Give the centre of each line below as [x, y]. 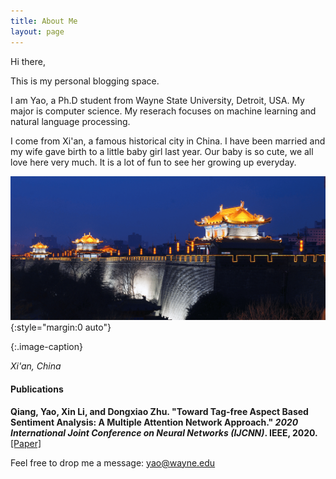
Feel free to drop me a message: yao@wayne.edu [113, 462]
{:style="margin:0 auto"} [61, 327]
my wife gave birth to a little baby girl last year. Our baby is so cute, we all [162, 151]
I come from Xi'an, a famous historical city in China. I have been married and [168, 141]
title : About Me [44, 21]
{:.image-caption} [46, 347]
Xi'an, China [36, 366]
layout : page [37, 31]
